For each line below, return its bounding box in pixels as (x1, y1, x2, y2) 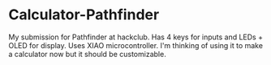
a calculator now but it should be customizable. (8, 49, 166, 59)
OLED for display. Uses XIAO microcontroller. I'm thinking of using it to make (8, 40, 264, 50)
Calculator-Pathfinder (8, 6, 160, 24)
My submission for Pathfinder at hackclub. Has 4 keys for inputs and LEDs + (8, 32, 264, 42)
